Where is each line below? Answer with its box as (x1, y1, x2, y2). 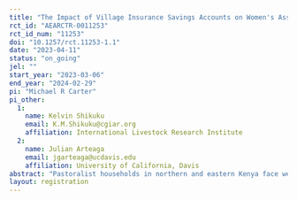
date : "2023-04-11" (9, 46, 81, 55)
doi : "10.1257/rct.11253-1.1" (9, 37, 121, 47)
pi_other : (9, 95, 46, 104)
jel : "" (9, 63, 38, 72)
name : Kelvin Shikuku (25, 112, 104, 120)
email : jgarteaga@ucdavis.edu (25, 152, 137, 162)
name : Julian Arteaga (25, 144, 104, 153)
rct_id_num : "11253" (9, 29, 86, 38)
